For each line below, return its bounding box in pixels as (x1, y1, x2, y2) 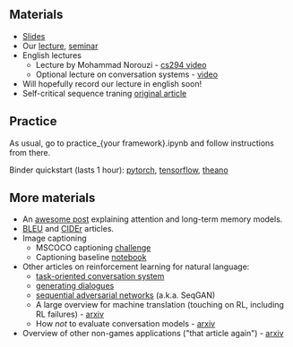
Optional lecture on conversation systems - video (35, 69, 218, 80)
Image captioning (22, 233, 87, 244)
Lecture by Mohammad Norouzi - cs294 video (35, 59, 207, 70)
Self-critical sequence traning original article (22, 88, 187, 98)
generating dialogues (35, 281, 115, 292)
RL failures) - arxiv (35, 309, 105, 320)
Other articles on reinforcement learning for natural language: (22, 261, 250, 272)
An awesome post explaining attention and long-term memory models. (22, 214, 283, 224)
